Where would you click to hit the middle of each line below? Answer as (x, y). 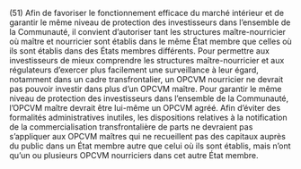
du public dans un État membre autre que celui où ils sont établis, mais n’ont (150, 146)
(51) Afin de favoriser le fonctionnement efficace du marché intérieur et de (147, 13)
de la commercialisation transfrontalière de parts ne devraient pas (131, 127)
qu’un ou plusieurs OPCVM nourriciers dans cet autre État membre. (134, 155)
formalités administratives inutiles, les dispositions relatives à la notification (148, 117)
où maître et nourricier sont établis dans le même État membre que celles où (150, 41)
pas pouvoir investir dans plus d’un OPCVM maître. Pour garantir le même (146, 89)
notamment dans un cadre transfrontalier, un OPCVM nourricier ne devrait (146, 79)
